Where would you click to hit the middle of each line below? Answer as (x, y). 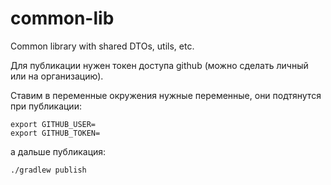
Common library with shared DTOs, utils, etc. (102, 46)
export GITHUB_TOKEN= (55, 133)
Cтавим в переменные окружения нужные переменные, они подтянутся (166, 95)
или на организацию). (57, 76)
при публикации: (46, 106)
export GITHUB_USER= (53, 124)
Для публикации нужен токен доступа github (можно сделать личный (159, 65)
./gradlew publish (48, 170)
